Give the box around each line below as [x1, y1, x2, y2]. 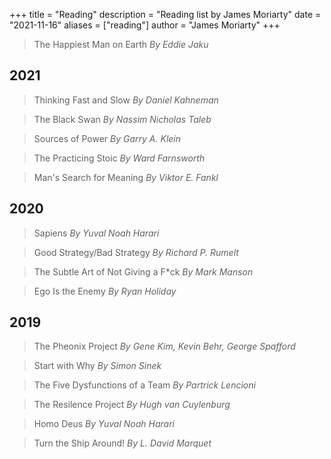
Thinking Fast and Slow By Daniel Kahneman [33, 94, 219, 106]
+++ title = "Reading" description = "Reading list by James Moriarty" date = [9, 9, 322, 20]
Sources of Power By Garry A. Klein [33, 132, 182, 144]
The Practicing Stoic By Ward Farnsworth [33, 152, 206, 164]
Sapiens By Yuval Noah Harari [33, 227, 160, 239]
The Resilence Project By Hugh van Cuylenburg [33, 399, 231, 411]
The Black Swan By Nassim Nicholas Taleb [33, 113, 212, 125]
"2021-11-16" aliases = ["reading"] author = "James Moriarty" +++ [9, 19, 281, 31]
